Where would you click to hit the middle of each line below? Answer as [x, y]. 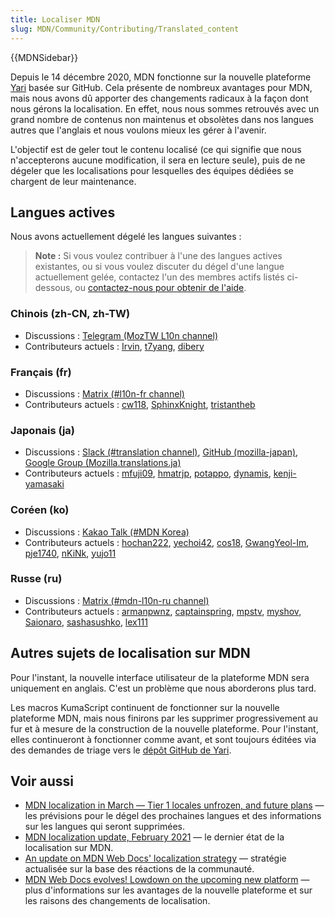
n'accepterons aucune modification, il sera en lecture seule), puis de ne [158, 160]
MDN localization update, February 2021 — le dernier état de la [154, 837]
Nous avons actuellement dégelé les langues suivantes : [126, 237]
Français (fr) [41, 372]
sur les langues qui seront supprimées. [105, 827]
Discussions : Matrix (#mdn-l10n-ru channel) [117, 600]
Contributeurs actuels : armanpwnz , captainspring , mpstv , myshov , [163, 611]
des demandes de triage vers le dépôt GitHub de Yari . [121, 750]
